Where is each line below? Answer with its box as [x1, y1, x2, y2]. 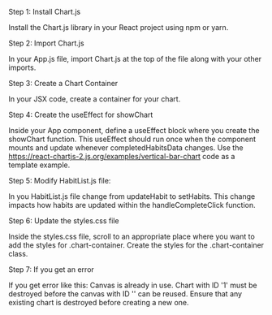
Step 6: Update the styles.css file [8, 216, 119, 226]
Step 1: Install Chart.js [8, 7, 81, 16]
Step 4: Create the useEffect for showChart [8, 110, 153, 119]
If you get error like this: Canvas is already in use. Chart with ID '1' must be [8, 280, 257, 290]
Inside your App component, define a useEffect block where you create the [8, 126, 260, 135]
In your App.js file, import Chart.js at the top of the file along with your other [8, 54, 262, 63]
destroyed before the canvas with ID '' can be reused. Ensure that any [8, 289, 242, 299]
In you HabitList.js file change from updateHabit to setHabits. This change [8, 192, 256, 201]
